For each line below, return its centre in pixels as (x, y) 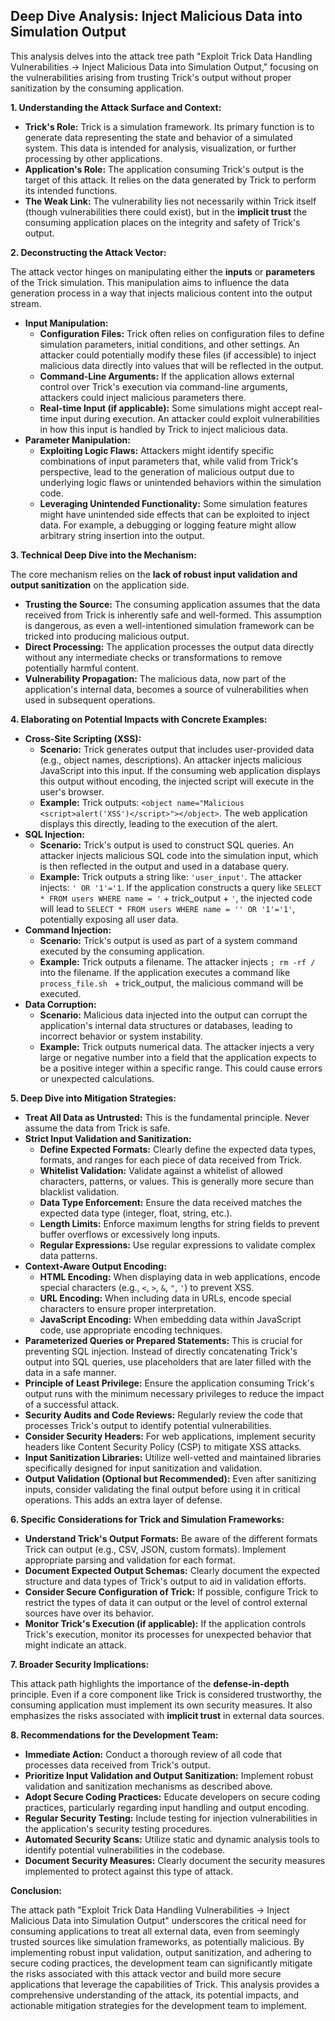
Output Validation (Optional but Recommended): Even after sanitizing (170, 1478)
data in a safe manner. (70, 1372)
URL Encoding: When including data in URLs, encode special (165, 1298)
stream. (26, 303)
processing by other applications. (93, 158)
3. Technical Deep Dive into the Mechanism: (103, 555)
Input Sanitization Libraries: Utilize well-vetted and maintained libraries (173, 1457)
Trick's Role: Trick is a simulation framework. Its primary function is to (169, 126)
